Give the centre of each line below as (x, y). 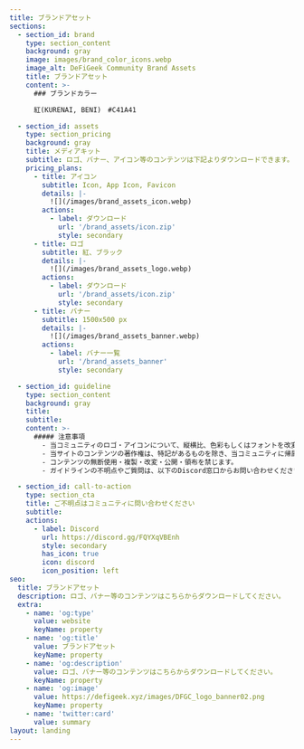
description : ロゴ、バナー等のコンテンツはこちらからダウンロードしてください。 (152, 596)
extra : (30, 604)
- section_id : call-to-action (74, 487)
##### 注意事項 (59, 437)
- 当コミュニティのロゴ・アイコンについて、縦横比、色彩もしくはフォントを (163, 445)
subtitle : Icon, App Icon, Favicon (109, 185)
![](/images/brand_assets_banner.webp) (125, 337)
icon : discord (68, 563)
